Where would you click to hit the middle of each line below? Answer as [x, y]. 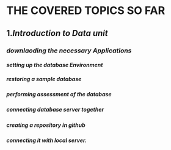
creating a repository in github [46, 125]
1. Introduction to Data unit [57, 33]
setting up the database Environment [55, 65]
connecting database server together [55, 110]
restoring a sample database [44, 79]
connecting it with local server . [47, 140]
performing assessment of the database [59, 95]
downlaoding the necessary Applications [69, 51]
